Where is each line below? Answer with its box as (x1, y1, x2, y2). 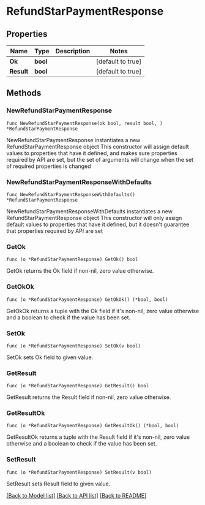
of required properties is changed (6, 162, 91, 170)
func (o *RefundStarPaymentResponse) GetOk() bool (6, 256, 138, 263)
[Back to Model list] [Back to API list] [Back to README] (6, 492, 147, 499)
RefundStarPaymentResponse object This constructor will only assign (6, 214, 182, 221)
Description (55, 47, 91, 55)
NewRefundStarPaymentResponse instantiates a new (6, 136, 141, 143)
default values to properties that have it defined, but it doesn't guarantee (6, 221, 190, 228)
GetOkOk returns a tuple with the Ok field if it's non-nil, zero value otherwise (6, 307, 199, 314)
